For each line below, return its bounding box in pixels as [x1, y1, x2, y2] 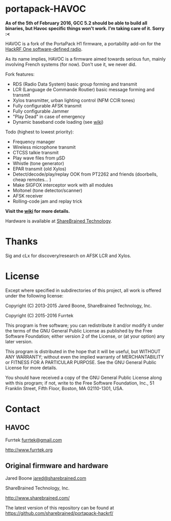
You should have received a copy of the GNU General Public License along [5, 374, 162, 380]
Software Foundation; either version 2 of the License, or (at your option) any [5, 333, 165, 339]
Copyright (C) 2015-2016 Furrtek [5, 312, 74, 318]
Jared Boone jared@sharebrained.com [5, 475, 87, 481]
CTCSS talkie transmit [12, 149, 59, 155]
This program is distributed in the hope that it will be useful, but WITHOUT [5, 348, 161, 354]
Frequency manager [12, 139, 55, 145]
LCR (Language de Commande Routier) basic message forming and [12, 86, 155, 92]
